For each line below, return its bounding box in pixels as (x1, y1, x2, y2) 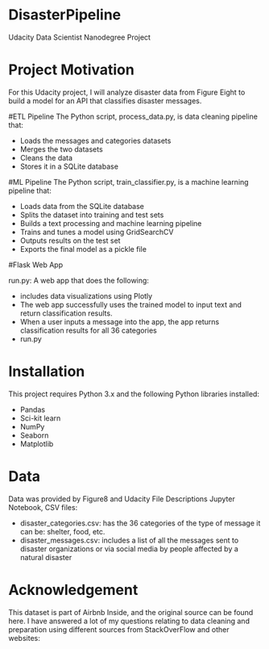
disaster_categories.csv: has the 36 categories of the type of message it (19, 518, 261, 528)
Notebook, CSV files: (8, 502, 78, 512)
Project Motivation (8, 61, 134, 79)
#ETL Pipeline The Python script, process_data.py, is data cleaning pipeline (8, 111, 258, 121)
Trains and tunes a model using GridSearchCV (19, 227, 174, 237)
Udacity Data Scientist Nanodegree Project (8, 32, 151, 42)
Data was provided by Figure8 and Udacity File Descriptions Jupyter (8, 494, 235, 504)
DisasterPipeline (8, 6, 122, 24)
